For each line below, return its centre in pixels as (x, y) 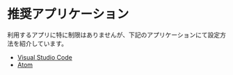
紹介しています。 (43, 43)
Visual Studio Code (45, 57)
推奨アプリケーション (68, 14)
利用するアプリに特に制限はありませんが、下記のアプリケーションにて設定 (114, 35)
